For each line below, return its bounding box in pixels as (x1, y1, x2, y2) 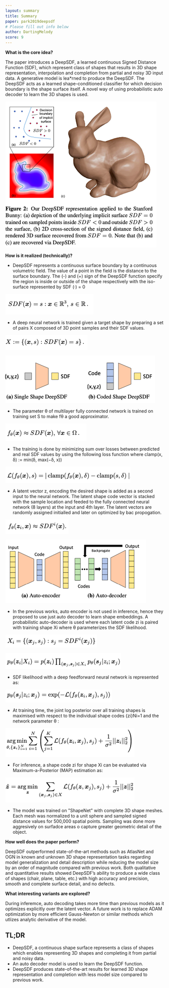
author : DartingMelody (5, 29, 53, 35)
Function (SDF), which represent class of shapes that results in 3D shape (5, 65, 157, 70)
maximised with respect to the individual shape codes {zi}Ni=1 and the (12, 713, 159, 718)
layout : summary (5, 8, 39, 13)
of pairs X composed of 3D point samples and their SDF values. (12, 325, 145, 331)
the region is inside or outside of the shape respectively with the (12, 279, 146, 284)
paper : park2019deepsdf (5, 19, 55, 24)
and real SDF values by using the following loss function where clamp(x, (12, 452, 163, 457)
